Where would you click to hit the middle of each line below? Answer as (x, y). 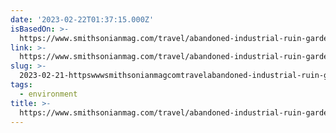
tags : (21, 85)
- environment (48, 94)
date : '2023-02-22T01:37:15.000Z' (82, 19)
